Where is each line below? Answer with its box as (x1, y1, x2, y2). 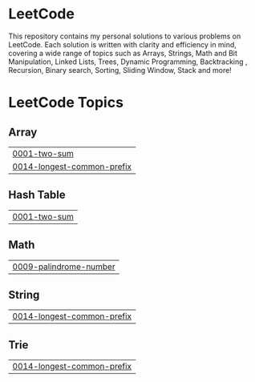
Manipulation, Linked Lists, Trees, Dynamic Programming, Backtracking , (8, 57, 248, 66)
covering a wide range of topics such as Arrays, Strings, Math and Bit (8, 48, 238, 58)
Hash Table (8, 188, 66, 202)
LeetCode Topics (8, 94, 124, 112)
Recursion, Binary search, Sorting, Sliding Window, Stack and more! (8, 65, 233, 74)
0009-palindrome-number (12, 261, 115, 272)
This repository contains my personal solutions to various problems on (8, 31, 241, 41)
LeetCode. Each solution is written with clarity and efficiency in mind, (8, 39, 237, 49)
